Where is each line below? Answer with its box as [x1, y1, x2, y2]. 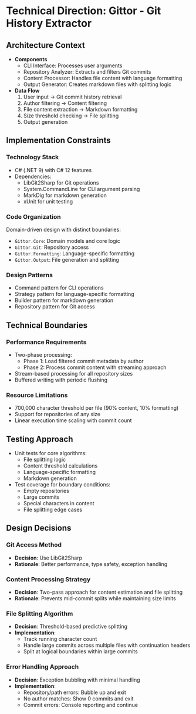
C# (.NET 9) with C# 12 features [14, 166, 92, 173]
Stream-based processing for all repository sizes [14, 370, 133, 377]
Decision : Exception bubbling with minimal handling [14, 676, 140, 683]
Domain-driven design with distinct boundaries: [6, 226, 121, 233]
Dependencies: [14, 173, 52, 180]
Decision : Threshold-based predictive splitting [14, 623, 128, 630]
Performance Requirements [6, 338, 87, 346]
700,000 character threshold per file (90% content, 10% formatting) [14, 404, 179, 412]
